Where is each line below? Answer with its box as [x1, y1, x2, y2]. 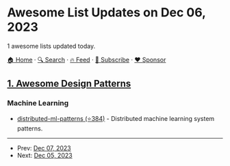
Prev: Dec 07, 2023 [16, 143, 71, 152]
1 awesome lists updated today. [7, 42, 96, 50]
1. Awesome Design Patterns [7, 78, 131, 89]
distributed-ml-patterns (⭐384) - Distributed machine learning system [16, 114, 215, 122]
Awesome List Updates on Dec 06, [7, 5, 206, 20]
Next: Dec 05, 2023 [16, 151, 73, 159]
